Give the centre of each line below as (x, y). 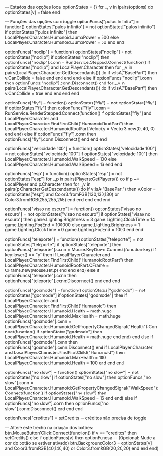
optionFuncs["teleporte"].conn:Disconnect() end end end (63, 281)
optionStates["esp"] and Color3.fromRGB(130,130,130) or (62, 194)
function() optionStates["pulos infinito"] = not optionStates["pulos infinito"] (80, 27)
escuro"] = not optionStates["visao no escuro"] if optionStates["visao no (78, 214)
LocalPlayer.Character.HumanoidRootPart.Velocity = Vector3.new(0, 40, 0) (80, 129)
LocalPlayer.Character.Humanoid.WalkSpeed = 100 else (61, 159)
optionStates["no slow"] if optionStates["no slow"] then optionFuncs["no (78, 377)
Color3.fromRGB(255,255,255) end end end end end (58, 199)
